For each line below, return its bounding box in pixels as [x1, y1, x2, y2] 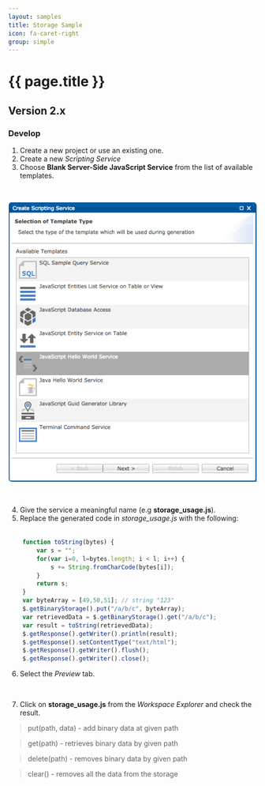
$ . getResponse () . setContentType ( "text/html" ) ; [22, 638, 178, 646]
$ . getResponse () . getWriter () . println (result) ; [22, 630, 178, 637]
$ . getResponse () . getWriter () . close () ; [22, 655, 150, 663]
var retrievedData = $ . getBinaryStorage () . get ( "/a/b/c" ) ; [22, 613, 217, 621]
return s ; [36, 580, 69, 588]
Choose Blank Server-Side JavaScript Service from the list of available [19, 163, 253, 172]
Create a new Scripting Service [19, 154, 121, 164]
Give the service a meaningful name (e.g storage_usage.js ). [19, 506, 216, 515]
